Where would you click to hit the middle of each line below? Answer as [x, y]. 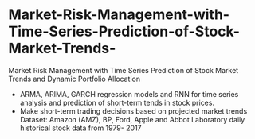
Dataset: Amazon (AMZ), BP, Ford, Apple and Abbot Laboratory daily [132, 119]
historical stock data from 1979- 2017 [80, 128]
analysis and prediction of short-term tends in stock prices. [117, 102]
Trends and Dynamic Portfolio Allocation [75, 79]
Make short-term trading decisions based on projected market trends [133, 111]
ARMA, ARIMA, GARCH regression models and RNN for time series [129, 94]
